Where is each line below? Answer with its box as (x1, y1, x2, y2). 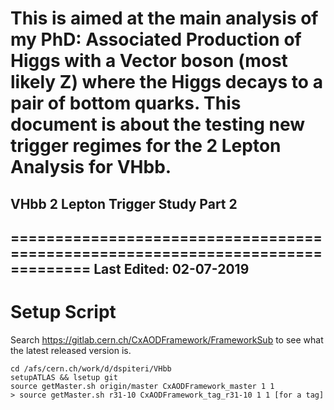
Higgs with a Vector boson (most (10, 50, 288, 72)
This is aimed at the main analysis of (10, 7, 319, 30)
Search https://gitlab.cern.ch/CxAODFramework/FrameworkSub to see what (10, 333, 324, 346)
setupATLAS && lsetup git (10, 372, 118, 382)
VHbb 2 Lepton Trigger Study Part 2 (10, 195, 238, 212)
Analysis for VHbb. (10, 156, 172, 179)
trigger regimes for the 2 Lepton (10, 135, 282, 157)
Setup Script (10, 301, 117, 324)
